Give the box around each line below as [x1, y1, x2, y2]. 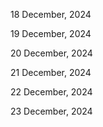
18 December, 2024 [10, 9, 92, 20]
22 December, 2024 [10, 86, 93, 98]
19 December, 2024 [10, 28, 92, 39]
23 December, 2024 [10, 105, 93, 117]
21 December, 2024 [10, 67, 92, 78]
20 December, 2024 [10, 47, 93, 59]
